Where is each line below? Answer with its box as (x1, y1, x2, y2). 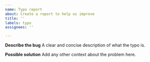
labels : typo (5, 20, 32, 25)
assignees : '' (5, 25, 34, 30)
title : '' (5, 16, 25, 21)
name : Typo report (5, 7, 42, 12)
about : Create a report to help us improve (5, 12, 95, 16)
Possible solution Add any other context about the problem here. (5, 51, 136, 58)
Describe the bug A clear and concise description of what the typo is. (5, 42, 146, 48)
